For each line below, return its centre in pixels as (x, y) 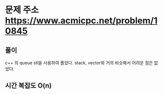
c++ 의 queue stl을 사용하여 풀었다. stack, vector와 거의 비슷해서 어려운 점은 (79, 63)
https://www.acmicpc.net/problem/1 (81, 21)
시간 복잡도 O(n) (29, 86)
